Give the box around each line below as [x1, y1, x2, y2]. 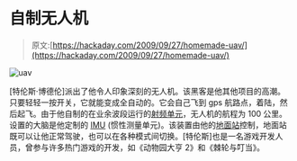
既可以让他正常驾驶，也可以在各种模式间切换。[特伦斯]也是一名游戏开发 [9, 130, 276, 141]
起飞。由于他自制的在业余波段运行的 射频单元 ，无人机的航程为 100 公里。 [16, 108, 288, 119]
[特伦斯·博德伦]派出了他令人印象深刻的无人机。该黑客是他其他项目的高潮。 [9, 85, 286, 96]
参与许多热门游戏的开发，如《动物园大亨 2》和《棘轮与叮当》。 [32, 141, 265, 153]
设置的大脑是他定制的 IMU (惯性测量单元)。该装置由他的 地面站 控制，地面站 [9, 119, 287, 130]
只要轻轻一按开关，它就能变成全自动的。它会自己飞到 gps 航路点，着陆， [9, 96, 281, 108]
